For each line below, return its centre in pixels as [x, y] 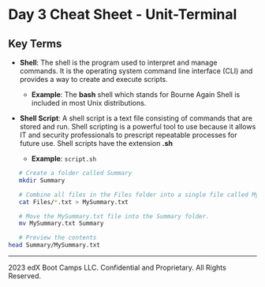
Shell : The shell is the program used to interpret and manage [118, 62]
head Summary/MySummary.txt [54, 245]
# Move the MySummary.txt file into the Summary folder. [114, 216]
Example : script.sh [64, 158]
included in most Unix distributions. [89, 103]
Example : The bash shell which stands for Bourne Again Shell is [136, 95]
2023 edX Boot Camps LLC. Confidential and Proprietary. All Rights [117, 267]
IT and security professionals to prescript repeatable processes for [129, 135]
